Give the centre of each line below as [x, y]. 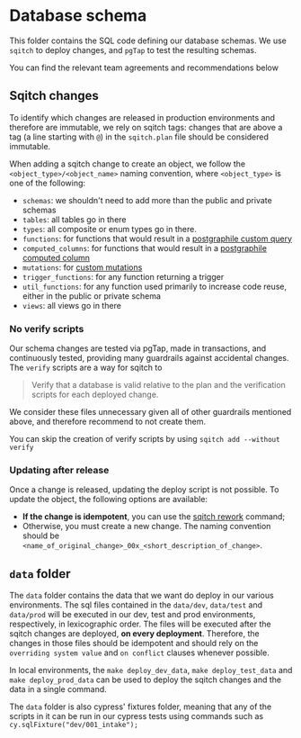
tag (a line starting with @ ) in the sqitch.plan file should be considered [139, 137]
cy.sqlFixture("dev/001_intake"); [74, 725]
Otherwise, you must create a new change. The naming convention [146, 526]
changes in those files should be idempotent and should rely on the [134, 643]
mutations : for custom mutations [82, 267]
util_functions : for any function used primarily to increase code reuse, [155, 286]
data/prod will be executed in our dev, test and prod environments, [133, 615]
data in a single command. [58, 689]
